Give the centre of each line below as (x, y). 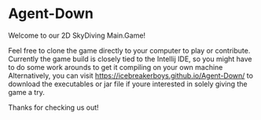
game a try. (26, 92)
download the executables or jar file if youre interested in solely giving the (128, 84)
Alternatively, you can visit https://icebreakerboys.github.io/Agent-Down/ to (131, 75)
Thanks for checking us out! (54, 107)
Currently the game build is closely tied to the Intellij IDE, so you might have (130, 59)
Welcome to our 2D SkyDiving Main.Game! (77, 35)
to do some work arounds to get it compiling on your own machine (116, 67)
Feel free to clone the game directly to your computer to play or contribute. (129, 50)
